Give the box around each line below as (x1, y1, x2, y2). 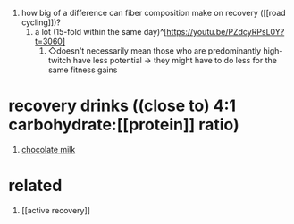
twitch (47, 55, 71, 65)
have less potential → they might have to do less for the (72, 55, 278, 65)
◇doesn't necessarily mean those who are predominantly (47, 46, 262, 56)
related (8, 176, 63, 195)
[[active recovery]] (21, 204, 91, 215)
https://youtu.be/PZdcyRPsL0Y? (166, 27, 285, 37)
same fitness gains (47, 64, 118, 75)
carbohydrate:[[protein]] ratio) (8, 115, 239, 135)
